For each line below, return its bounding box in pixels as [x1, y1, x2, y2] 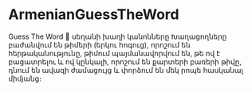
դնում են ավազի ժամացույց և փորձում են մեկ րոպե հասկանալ [8, 65, 243, 74]
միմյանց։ [8, 74, 42, 83]
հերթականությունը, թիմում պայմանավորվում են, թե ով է [8, 48, 221, 58]
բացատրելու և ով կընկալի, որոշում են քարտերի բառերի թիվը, [8, 57, 242, 66]
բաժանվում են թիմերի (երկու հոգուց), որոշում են [8, 40, 191, 49]
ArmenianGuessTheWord [8, 6, 179, 24]
